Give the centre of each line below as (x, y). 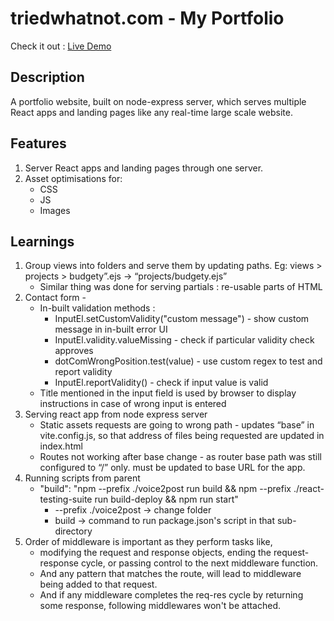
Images (55, 210)
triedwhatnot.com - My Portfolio (147, 18)
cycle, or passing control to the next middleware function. (199, 563)
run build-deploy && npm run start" (166, 499)
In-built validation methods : (97, 308)
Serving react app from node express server (116, 414)
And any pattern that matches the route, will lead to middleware (170, 574)
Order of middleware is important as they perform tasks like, (148, 542)
